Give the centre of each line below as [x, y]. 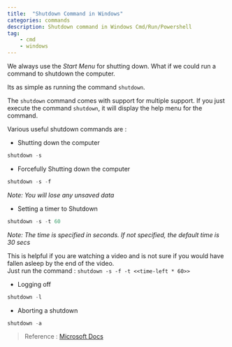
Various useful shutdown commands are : [67, 129]
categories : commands [39, 20]
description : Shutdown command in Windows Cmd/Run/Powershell [100, 27]
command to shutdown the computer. [61, 73]
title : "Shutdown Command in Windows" [65, 14]
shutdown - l [24, 297]
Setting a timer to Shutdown [57, 208]
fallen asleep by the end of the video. [61, 263]
